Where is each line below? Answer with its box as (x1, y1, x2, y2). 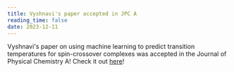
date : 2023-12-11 (7, 23, 58, 30)
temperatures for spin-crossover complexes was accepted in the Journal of (7, 50, 227, 58)
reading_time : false (7, 17, 68, 24)
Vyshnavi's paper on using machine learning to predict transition (7, 43, 195, 51)
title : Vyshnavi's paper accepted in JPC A (7, 10, 137, 17)
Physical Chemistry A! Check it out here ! (7, 57, 125, 66)
